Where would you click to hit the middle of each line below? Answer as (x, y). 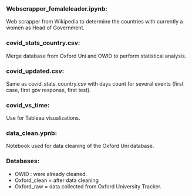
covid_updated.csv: (35, 71)
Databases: (23, 161)
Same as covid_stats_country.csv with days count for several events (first (95, 83)
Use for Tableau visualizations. (43, 118)
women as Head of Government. (46, 28)
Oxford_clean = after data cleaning (56, 180)
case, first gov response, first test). (48, 90)
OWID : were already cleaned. (51, 174)
